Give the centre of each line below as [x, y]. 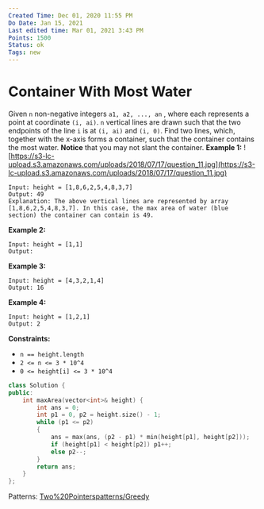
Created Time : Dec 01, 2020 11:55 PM [71, 15]
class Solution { [37, 385]
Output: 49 [26, 194]
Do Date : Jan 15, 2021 [46, 23]
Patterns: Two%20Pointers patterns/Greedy [79, 496]
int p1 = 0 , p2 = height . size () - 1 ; [99, 415]
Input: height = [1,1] [46, 244]
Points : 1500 [30, 38]
